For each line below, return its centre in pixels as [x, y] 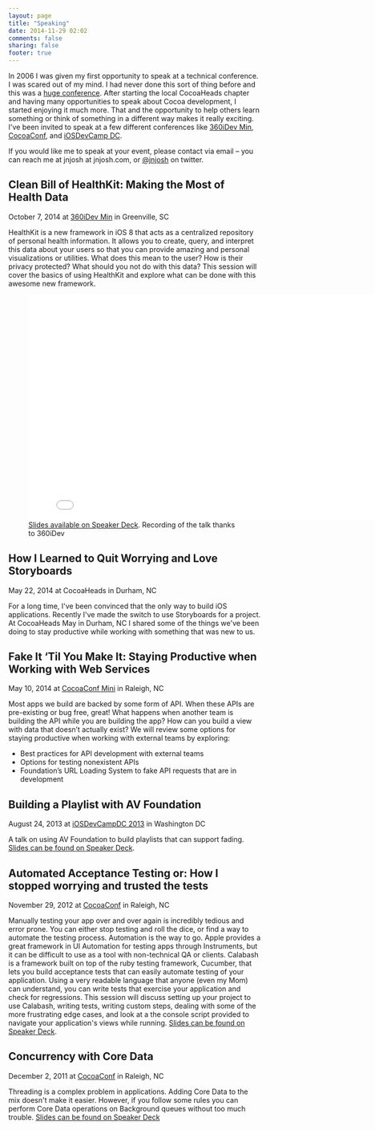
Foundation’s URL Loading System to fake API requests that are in [128, 770]
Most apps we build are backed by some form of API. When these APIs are [131, 704]
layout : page [30, 16]
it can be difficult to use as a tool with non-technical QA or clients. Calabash [133, 955]
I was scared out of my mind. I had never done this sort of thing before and [132, 84]
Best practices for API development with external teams [112, 754]
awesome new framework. [52, 283]
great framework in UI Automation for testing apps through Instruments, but [133, 946]
